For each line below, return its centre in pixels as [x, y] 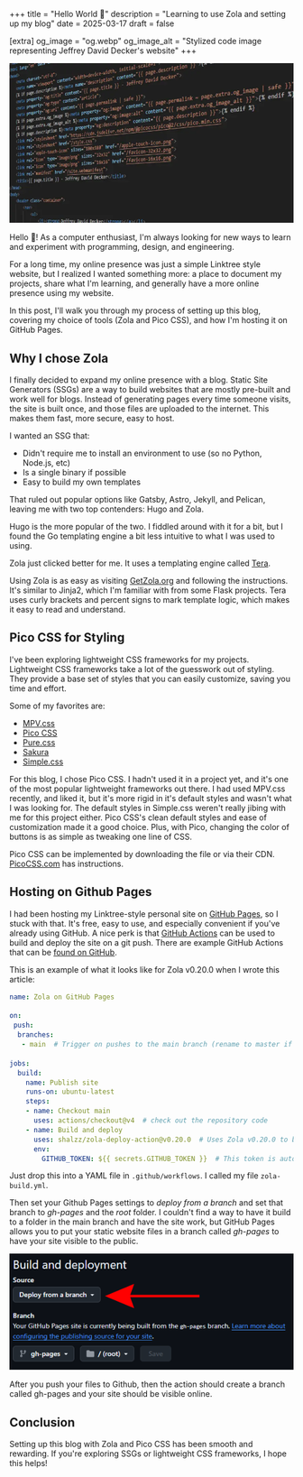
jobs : [19, 1063]
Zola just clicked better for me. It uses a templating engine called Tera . [140, 563]
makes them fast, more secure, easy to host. [92, 419]
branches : [36, 1035]
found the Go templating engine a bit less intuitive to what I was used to [142, 536]
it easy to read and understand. [68, 610]
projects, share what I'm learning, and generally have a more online [134, 283]
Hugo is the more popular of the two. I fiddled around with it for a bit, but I [147, 527]
